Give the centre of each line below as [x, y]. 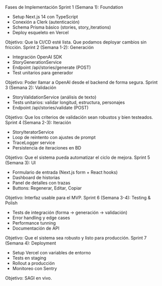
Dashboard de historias [36, 177]
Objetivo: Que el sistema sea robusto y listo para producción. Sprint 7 [76, 238]
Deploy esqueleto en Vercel [40, 32]
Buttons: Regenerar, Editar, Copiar [47, 188]
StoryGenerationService [37, 62]
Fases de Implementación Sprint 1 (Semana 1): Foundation [64, 7]
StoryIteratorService [33, 132]
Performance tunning [34, 223]
